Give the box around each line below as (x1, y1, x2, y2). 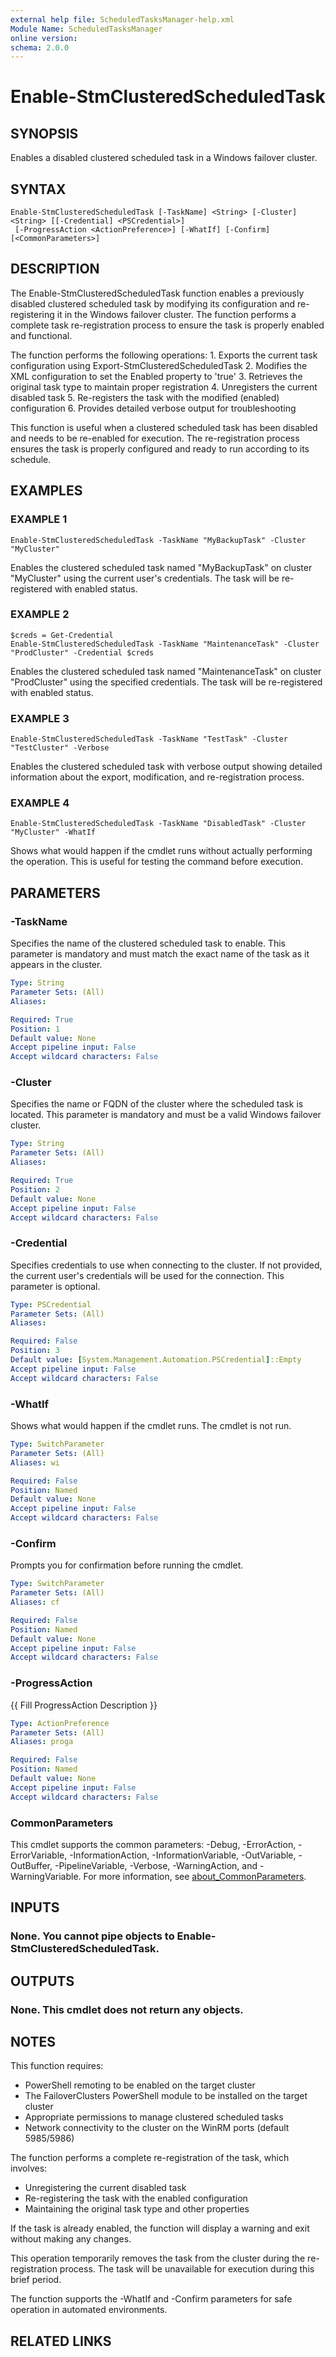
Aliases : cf (10, 1597, 60, 1608)
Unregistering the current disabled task (24, 2182, 187, 2194)
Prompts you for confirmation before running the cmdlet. (10, 1559, 244, 1571)
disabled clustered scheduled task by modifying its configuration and (10, 297, 296, 310)
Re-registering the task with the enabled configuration (24, 2192, 248, 2205)
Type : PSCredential (10, 1299, 92, 1310)
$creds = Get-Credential (10, 630, 114, 640)
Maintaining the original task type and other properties (24, 2203, 250, 2215)
